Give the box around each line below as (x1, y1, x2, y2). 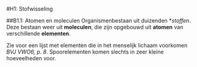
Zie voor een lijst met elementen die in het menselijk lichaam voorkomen (6, 42, 188, 49)
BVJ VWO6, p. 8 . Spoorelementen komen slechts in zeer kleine (6, 48, 164, 55)
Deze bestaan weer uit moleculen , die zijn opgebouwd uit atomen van (6, 24, 184, 30)
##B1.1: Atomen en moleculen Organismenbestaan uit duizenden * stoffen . (6, 17, 191, 24)
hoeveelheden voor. (6, 55, 57, 62)
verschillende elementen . (6, 30, 71, 37)
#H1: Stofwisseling (6, 5, 53, 12)
